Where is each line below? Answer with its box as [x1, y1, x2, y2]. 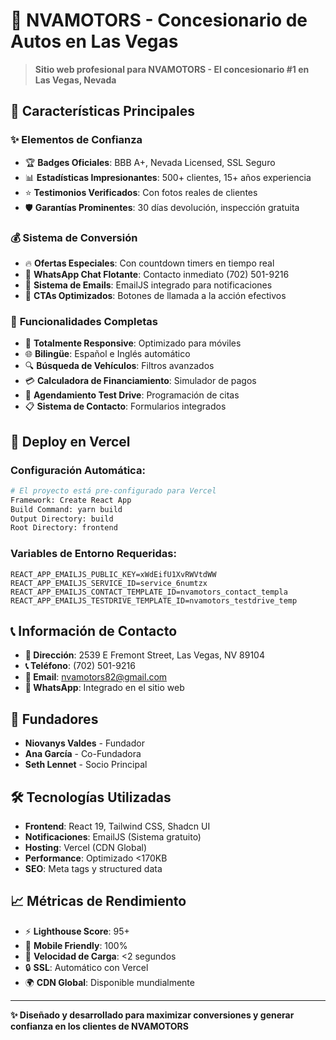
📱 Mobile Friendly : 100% [24, 939, 128, 951]
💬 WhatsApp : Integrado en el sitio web [24, 682, 185, 694]
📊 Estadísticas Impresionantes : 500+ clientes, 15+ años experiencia [24, 171, 312, 183]
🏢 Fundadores [10, 710, 99, 728]
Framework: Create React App [10, 495, 132, 505]
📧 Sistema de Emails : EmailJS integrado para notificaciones [24, 279, 273, 291]
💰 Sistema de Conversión [10, 230, 138, 244]
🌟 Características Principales [10, 103, 195, 120]
